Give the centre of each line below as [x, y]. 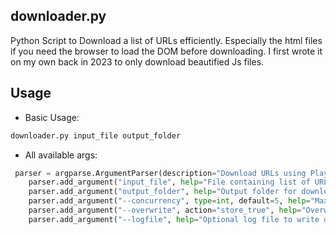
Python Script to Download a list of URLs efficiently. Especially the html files [166, 40]
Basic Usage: [52, 117]
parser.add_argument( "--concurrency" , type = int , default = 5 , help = [169, 201]
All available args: [61, 155]
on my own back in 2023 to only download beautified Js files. [137, 61]
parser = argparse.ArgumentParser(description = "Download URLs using [160, 173]
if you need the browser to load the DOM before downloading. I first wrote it [166, 51]
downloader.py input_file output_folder [96, 135]
